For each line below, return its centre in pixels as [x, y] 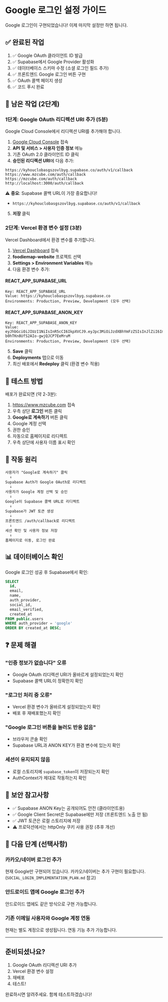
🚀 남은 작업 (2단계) [32, 104]
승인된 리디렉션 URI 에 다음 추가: [43, 161]
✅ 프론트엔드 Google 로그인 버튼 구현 [49, 74]
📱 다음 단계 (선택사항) [36, 844]
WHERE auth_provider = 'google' [39, 623]
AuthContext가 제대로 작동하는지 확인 [49, 778]
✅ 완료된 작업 [25, 42]
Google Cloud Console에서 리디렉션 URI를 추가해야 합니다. [63, 131]
